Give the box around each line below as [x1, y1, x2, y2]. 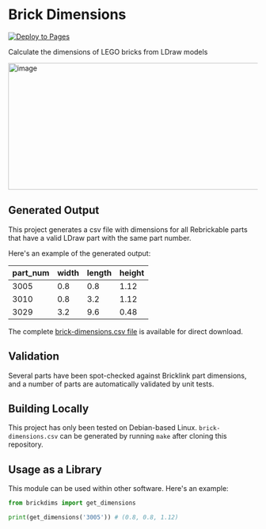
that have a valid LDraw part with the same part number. [8, 233, 192, 242]
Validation [8, 350, 59, 363]
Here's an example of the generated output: [8, 248, 151, 258]
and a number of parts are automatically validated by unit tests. [8, 379, 215, 389]
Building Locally [8, 402, 89, 415]
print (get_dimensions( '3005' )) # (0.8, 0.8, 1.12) [8, 513, 179, 522]
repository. [8, 440, 44, 449]
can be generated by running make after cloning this [59, 432, 227, 441]
